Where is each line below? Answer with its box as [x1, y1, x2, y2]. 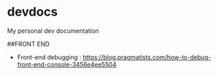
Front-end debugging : [17, 52, 82, 61]
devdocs [7, 4, 58, 20]
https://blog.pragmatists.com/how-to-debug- [82, 52, 212, 61]
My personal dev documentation [7, 27, 100, 35]
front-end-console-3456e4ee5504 [17, 60, 117, 68]
